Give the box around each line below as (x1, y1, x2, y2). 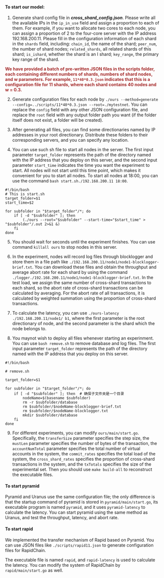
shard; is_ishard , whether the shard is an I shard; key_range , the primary (12, 52, 159, 57)
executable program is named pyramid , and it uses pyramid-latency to (5, 504, 145, 510)
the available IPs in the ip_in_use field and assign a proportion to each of (12, 20, 160, 26)
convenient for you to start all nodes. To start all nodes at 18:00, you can (12, 173, 158, 179)
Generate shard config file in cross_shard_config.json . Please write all (12, 15, 156, 21)
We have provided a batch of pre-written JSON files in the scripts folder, (5, 66, 155, 72)
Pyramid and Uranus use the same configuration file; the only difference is (5, 494, 155, 500)
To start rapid (5, 526, 33, 532)
